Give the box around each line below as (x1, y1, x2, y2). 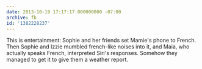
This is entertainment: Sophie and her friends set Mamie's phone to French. (6, 37, 197, 44)
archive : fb (6, 15, 37, 21)
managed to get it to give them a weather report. (6, 56, 128, 64)
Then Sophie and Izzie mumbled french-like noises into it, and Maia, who (6, 43, 190, 50)
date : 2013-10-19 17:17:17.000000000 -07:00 (6, 8, 121, 15)
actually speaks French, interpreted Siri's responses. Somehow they (6, 50, 178, 57)
